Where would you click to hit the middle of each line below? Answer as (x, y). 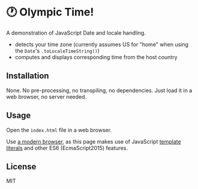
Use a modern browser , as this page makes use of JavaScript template (94, 141)
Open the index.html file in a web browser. (59, 130)
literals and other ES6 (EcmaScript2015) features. (67, 148)
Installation (28, 76)
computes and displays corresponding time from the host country (96, 57)
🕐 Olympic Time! (50, 12)
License (21, 167)
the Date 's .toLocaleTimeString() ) (57, 51)
